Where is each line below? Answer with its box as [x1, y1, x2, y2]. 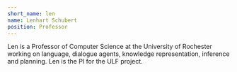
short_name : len [7, 10, 55, 17]
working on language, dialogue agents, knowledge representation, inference [7, 50, 230, 58]
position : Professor [7, 23, 69, 30]
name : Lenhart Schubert [7, 17, 78, 24]
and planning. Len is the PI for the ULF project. [7, 57, 143, 66]
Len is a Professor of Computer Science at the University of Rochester [7, 43, 212, 51]
